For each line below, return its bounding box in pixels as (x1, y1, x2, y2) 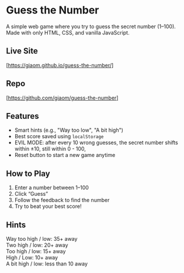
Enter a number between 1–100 (14, 184, 89, 191)
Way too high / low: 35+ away (6, 236, 78, 242)
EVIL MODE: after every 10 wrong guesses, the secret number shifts (14, 139, 178, 146)
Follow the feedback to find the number (14, 197, 110, 204)
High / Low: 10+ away (6, 254, 58, 261)
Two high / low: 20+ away (6, 241, 68, 248)
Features (6, 111, 39, 121)
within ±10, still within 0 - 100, (14, 145, 86, 152)
